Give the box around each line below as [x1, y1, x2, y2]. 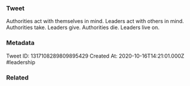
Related [6, 73, 29, 81]
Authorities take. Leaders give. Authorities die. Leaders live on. [6, 24, 160, 31]
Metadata [6, 39, 34, 47]
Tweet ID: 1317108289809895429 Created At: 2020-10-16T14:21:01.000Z [6, 52, 185, 59]
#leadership [6, 58, 36, 66]
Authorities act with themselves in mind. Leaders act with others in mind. [6, 18, 184, 25]
